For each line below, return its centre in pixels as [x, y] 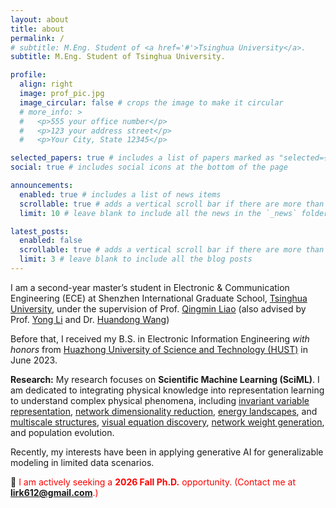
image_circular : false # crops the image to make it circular [151, 102]
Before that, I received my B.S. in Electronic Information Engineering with [160, 338]
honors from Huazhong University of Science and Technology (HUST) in [159, 349]
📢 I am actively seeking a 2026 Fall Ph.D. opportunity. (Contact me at [153, 482]
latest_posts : [40, 231]
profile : [28, 75]
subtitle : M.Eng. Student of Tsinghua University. [118, 57]
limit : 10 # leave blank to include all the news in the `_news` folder [174, 213]
